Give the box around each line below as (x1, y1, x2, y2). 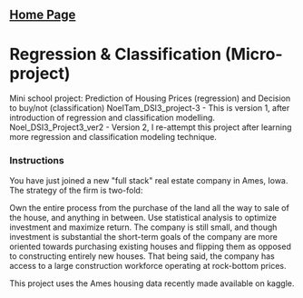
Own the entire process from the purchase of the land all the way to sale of (9, 202, 290, 213)
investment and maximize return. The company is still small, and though (9, 222, 278, 233)
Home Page (9, 7, 76, 23)
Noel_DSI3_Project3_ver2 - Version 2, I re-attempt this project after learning (9, 122, 292, 133)
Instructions (9, 154, 65, 167)
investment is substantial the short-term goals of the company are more (9, 231, 279, 242)
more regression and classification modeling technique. (9, 132, 218, 143)
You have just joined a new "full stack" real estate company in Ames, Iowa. (9, 174, 288, 185)
